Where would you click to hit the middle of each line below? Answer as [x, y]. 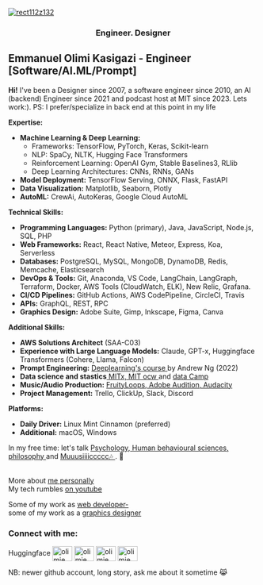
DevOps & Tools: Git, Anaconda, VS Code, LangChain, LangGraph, [128, 278]
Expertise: [26, 122]
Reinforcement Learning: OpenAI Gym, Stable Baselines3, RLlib [134, 163]
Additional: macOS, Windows [68, 432]
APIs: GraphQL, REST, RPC [64, 303]
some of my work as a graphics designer [75, 513]
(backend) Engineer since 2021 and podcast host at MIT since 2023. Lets [128, 98]
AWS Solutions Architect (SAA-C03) [80, 342]
